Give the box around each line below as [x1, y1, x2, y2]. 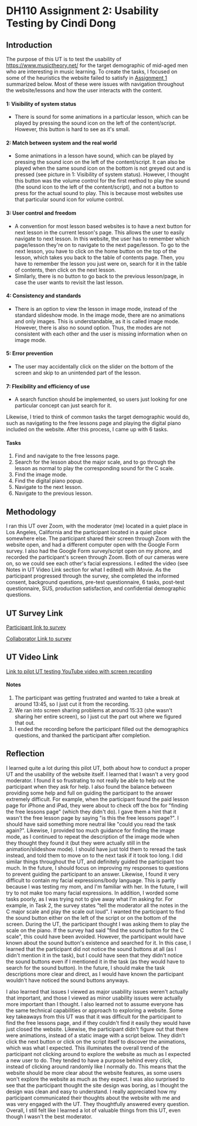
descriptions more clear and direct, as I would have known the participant [6, 970, 184, 977]
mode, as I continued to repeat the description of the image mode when [6, 833, 180, 840]
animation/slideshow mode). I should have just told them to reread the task [6, 845, 186, 853]
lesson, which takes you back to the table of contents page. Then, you [14, 254, 185, 261]
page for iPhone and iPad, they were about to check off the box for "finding [6, 802, 188, 809]
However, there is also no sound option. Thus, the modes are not [14, 324, 171, 331]
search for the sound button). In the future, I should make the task [6, 964, 165, 971]
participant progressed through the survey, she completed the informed [6, 572, 180, 579]
